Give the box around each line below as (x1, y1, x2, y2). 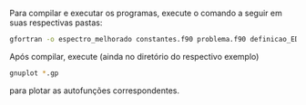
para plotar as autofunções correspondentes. (9, 85, 180, 96)
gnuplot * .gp (9, 68, 59, 78)
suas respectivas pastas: (9, 17, 103, 28)
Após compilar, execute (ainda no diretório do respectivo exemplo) (9, 51, 260, 62)
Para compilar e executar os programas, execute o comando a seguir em (9, 8, 282, 18)
